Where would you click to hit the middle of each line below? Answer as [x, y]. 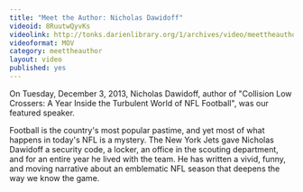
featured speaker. [42, 113]
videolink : [30, 34]
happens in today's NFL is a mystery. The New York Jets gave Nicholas [142, 140]
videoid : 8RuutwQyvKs [50, 26]
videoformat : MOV [42, 43]
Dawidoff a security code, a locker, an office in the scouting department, [144, 149]
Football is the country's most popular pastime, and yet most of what [137, 130]
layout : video [36, 59]
